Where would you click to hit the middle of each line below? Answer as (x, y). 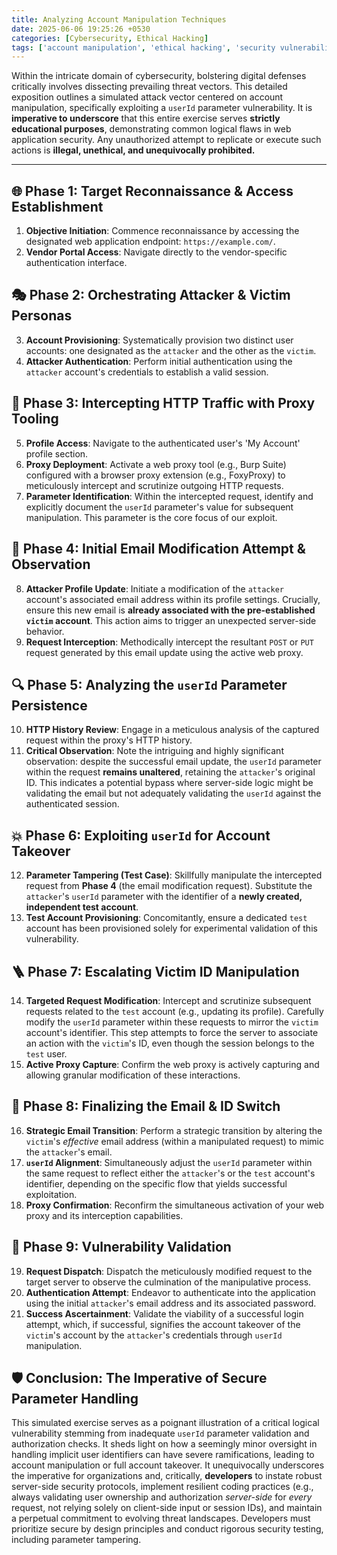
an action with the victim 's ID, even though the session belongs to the (170, 1043)
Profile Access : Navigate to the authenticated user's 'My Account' (163, 443)
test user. (46, 1053)
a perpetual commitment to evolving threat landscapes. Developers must (161, 1518)
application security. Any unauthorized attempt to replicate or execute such (166, 140)
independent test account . (82, 907)
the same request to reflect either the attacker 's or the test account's (170, 1173)
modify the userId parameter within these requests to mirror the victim (172, 1022)
